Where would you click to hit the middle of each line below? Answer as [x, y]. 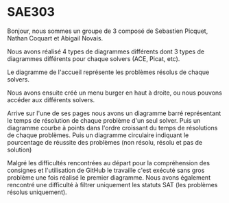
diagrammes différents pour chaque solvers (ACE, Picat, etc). [94, 58]
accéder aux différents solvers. [51, 99]
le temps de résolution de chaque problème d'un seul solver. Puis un [104, 120]
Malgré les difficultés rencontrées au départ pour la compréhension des [109, 163]
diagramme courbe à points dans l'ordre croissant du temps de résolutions [112, 128]
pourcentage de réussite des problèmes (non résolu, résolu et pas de [105, 142]
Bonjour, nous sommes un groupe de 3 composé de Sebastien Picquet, [108, 31]
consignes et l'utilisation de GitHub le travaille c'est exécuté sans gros [106, 170]
